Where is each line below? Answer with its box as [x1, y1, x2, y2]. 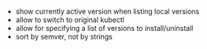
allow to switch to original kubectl [15, 15, 124, 24]
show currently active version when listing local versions [15, 7, 200, 16]
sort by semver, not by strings [15, 32, 113, 41]
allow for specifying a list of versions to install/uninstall [15, 24, 194, 32]
